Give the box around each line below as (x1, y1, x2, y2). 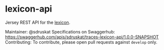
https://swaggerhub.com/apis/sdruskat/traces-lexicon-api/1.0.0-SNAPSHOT (5, 34, 159, 40)
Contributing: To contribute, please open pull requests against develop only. (5, 39, 158, 45)
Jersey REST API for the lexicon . (5, 19, 70, 25)
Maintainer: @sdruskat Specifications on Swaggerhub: (5, 29, 115, 34)
